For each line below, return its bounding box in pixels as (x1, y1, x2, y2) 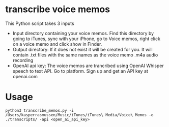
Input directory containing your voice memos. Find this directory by (12, 30, 154, 36)
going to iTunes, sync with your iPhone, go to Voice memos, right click (12, 36, 160, 42)
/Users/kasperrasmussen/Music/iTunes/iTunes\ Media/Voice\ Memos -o (5, 112, 154, 117)
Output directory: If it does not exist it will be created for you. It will (12, 46, 153, 52)
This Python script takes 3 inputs (5, 20, 75, 26)
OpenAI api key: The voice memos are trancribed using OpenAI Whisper (12, 62, 164, 69)
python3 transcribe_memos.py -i (5, 108, 74, 113)
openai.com (12, 73, 38, 79)
